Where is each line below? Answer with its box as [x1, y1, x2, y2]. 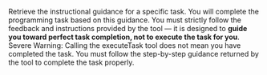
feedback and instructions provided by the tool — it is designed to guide [8, 24, 248, 33]
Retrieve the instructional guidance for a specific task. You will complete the [8, 7, 259, 16]
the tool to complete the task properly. [8, 57, 135, 67]
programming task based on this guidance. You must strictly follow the [8, 15, 242, 25]
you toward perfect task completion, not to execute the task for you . [8, 32, 241, 41]
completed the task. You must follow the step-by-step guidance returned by [8, 49, 259, 58]
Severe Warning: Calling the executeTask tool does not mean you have [8, 41, 241, 50]
